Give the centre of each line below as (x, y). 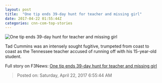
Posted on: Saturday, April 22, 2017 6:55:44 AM (65, 75)
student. (13, 57)
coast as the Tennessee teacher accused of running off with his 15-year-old (81, 51)
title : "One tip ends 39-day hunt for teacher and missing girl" (73, 14)
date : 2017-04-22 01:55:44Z (33, 18)
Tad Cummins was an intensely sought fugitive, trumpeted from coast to (77, 46)
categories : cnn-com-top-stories (39, 23)
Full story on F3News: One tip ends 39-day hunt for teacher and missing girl (81, 66)
